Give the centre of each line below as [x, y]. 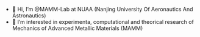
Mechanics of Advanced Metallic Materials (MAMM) [77, 28]
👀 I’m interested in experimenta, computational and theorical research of [103, 22]
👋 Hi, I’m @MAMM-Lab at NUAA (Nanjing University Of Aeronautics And [102, 9]
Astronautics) [29, 16]
